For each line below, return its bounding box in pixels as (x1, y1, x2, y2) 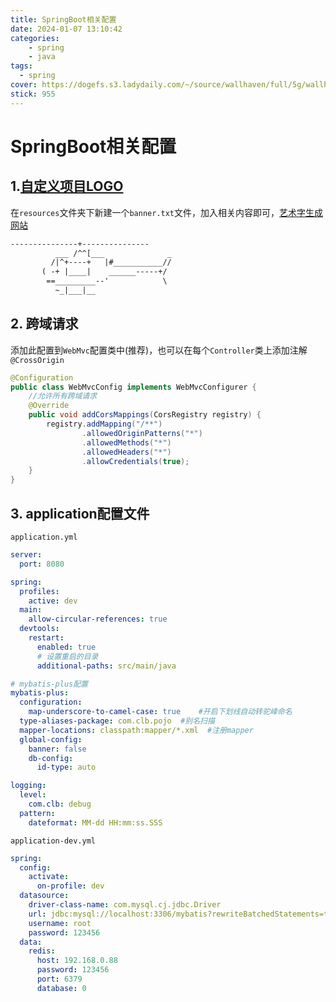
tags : (10, 61, 33, 71)
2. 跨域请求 (10, 316, 79, 333)
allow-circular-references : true (28, 614, 168, 625)
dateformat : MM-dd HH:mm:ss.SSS (28, 817, 163, 828)
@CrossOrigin (10, 355, 65, 365)
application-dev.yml (10, 836, 97, 846)
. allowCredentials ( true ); (81, 456, 190, 466)
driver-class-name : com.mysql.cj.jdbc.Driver (28, 900, 222, 910)
